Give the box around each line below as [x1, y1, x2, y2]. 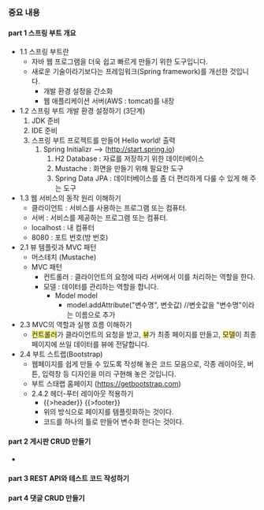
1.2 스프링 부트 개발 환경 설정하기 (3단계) [19, 106, 146, 116]
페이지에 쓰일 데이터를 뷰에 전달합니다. [31, 340, 150, 349]
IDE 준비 [31, 126, 58, 136]
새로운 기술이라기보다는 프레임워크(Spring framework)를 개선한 [31, 67, 229, 76]
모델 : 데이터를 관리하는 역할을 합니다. [43, 282, 159, 292]
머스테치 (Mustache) [31, 252, 97, 262]
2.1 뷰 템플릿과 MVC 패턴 [19, 243, 97, 252]
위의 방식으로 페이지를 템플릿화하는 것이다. [43, 408, 174, 417]
